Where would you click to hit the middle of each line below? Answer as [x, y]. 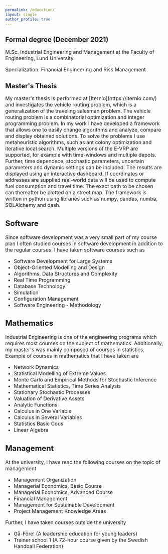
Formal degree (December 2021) [57, 39]
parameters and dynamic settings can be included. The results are [83, 167]
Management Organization [45, 480]
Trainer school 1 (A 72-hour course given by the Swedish [81, 540]
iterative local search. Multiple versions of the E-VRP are [72, 149]
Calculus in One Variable [43, 411]
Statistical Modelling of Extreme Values [60, 373]
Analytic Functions [36, 405]
